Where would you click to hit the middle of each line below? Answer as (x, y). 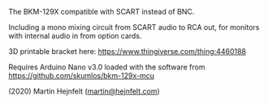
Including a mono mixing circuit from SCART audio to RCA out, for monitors (134, 27)
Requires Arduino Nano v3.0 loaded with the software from (107, 67)
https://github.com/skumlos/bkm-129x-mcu (81, 75)
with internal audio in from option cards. (75, 36)
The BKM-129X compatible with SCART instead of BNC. (102, 12)
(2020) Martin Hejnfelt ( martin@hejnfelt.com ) (84, 91)
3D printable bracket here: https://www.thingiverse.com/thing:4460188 (127, 51)
